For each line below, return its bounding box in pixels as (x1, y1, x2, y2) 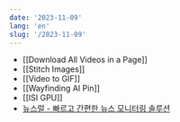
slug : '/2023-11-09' (9, 30, 87, 39)
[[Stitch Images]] (22, 64, 85, 74)
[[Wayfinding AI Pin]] (22, 83, 101, 94)
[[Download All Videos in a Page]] (22, 55, 148, 65)
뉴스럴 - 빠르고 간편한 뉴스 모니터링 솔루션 (22, 103, 171, 114)
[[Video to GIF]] (22, 74, 81, 84)
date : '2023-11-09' (9, 13, 83, 22)
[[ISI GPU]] (22, 92, 63, 103)
